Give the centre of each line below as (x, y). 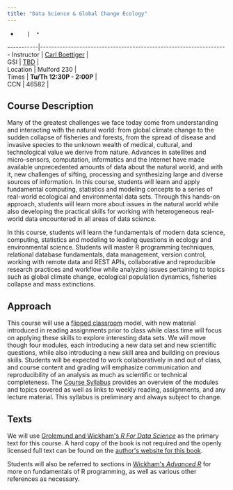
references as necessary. (43, 479)
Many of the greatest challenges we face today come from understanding (113, 123)
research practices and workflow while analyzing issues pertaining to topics (116, 270)
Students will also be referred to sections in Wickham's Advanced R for (109, 464)
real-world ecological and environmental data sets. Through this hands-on (114, 197)
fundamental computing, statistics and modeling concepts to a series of (110, 190)
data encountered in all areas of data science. (90, 219)
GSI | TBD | (23, 62)
